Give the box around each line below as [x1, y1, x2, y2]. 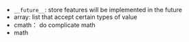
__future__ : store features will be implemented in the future [13, 6, 182, 14]
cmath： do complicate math [13, 21, 96, 29]
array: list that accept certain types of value [13, 13, 137, 21]
